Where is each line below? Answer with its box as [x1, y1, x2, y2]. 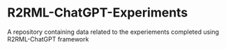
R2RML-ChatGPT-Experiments [7, 5, 188, 21]
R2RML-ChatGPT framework [7, 35, 89, 43]
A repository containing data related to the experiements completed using [7, 28, 220, 36]
